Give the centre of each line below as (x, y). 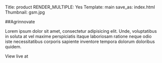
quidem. (13, 47)
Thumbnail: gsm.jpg (25, 12)
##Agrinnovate (20, 22)
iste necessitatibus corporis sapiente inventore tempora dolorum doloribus (80, 42)
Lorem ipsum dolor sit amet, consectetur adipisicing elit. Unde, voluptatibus (81, 31)
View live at (17, 56)
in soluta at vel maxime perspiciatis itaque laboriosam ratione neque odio (79, 36)
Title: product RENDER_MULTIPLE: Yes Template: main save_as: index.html (80, 7)
